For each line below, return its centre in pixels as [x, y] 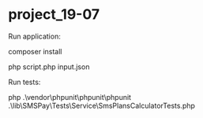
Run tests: [24, 82]
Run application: [34, 36]
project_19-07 [54, 15]
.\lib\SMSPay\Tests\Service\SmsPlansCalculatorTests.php [102, 105]
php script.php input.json [49, 66]
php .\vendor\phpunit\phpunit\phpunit [70, 97]
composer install [35, 51]
